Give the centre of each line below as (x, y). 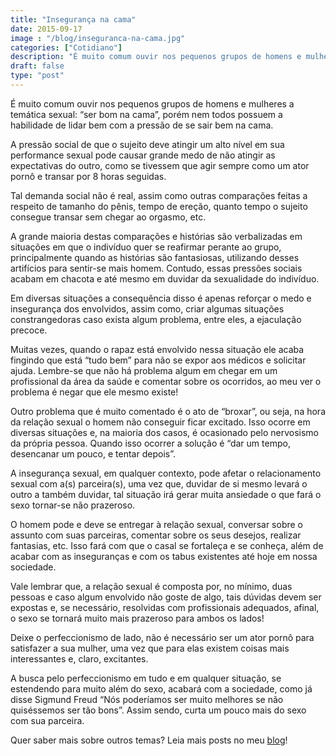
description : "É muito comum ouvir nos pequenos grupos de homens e (156, 57)
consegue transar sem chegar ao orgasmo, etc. (108, 217)
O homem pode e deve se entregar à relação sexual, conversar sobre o (156, 524)
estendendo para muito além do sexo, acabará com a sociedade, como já (161, 688)
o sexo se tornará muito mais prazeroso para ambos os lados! (137, 618)
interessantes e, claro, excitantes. (79, 658)
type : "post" (37, 76)
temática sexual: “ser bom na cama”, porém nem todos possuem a (146, 114)
